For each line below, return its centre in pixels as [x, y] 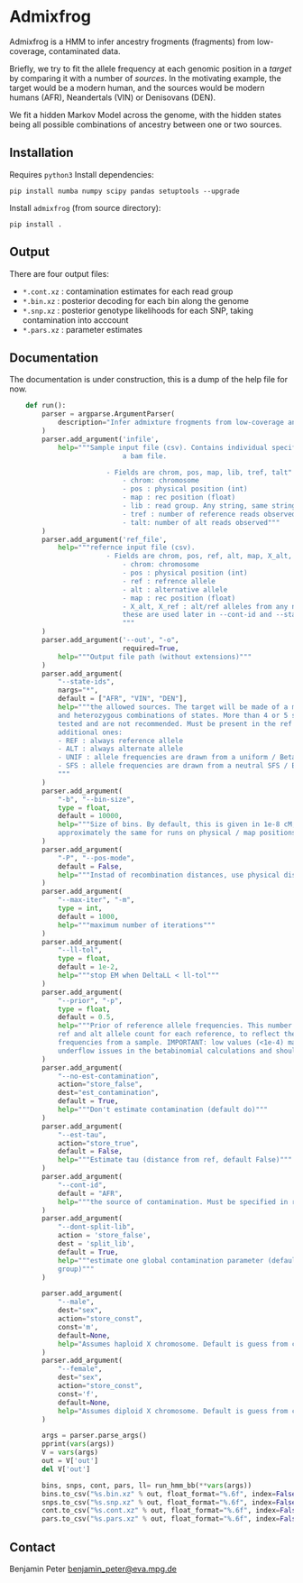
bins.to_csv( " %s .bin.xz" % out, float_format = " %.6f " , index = [159, 1494]
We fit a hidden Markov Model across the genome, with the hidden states [146, 115]
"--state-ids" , [86, 682]
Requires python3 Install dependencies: [82, 174]
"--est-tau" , [82, 1135]
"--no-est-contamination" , [108, 1076]
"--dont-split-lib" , [96, 1227]
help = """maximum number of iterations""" [137, 925]
